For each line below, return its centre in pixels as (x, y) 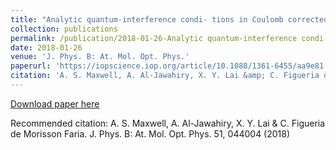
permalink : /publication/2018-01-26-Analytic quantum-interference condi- (169, 38)
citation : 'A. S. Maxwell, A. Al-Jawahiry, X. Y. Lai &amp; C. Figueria (165, 76)
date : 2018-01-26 (46, 47)
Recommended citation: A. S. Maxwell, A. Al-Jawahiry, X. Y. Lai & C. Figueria (168, 123)
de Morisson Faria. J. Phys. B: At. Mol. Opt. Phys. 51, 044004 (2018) (150, 133)
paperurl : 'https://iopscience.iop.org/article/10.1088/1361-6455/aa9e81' (169, 66)
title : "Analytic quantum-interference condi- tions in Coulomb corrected (169, 19)
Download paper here (55, 103)
